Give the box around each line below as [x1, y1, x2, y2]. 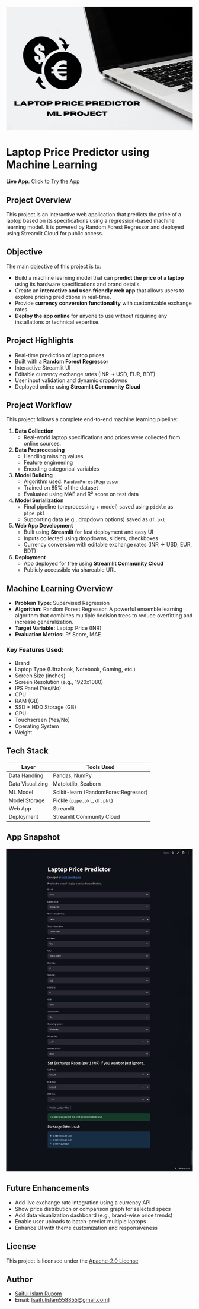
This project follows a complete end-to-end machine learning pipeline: [6, 416, 178, 423]
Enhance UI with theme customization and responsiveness [14, 1224, 158, 1231]
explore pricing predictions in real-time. [14, 293, 111, 300]
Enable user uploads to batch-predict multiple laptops [14, 1217, 146, 1225]
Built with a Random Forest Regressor [14, 358, 108, 365]
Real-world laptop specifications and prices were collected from [23, 434, 181, 441]
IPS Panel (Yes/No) [14, 685, 62, 692]
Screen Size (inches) [14, 672, 66, 679]
